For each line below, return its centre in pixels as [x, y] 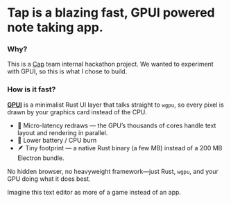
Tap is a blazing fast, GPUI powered [111, 13]
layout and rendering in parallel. [62, 132]
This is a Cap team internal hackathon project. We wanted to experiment [110, 64]
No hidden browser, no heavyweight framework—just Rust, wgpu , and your [113, 171]
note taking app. [55, 27]
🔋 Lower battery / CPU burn [57, 140]
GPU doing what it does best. [49, 179]
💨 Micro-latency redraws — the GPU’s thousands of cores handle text [117, 125]
